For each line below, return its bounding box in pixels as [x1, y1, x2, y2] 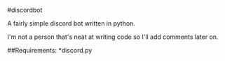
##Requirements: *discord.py [7, 46, 93, 54]
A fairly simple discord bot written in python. [7, 19, 135, 27]
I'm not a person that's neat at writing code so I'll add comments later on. [7, 33, 219, 41]
